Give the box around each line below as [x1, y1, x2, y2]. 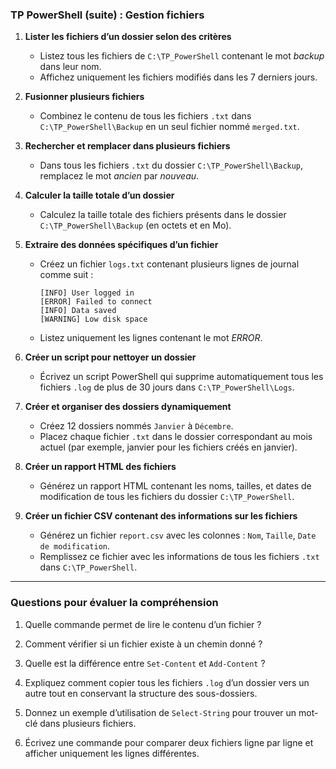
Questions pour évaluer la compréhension [10, 596, 219, 610]
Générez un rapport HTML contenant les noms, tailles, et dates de [39, 480, 312, 492]
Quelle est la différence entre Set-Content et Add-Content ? [24, 657, 266, 669]
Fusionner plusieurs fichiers [24, 91, 145, 103]
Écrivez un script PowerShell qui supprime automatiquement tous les [39, 371, 324, 383]
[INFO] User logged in [39, 288, 135, 298]
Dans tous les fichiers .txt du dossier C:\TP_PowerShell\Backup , [39, 159, 304, 172]
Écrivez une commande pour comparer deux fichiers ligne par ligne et [24, 736, 314, 748]
